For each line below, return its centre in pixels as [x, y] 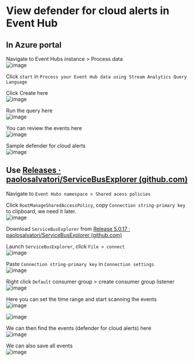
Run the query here [29, 110]
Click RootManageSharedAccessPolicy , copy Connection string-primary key [96, 205]
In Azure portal [34, 45]
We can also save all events [40, 345]
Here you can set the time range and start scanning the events [81, 299]
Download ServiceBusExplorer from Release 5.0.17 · [68, 229]
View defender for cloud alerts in [88, 11]
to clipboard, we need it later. [41, 211]
